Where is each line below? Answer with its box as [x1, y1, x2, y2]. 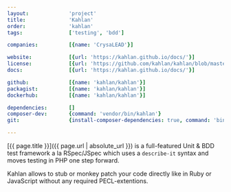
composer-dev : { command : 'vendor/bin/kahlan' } [7, 110, 162, 117]
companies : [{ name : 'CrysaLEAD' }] [7, 42, 134, 49]
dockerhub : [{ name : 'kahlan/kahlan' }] [7, 92, 146, 99]
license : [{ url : [7, 60, 88, 67]
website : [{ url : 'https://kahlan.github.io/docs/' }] [7, 54, 195, 61]
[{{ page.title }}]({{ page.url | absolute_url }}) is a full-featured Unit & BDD [7, 142, 215, 149]
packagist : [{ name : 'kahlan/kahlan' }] [7, 85, 146, 93]
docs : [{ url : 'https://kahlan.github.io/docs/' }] [7, 67, 195, 73]
